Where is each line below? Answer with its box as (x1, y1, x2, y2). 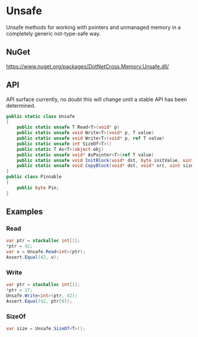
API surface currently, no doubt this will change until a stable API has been (6, 96, 187, 103)
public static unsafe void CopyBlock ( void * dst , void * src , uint (16, 163, 181, 169)
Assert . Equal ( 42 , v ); (6, 254, 60, 260)
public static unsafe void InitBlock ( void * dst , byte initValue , (16, 157, 181, 163)
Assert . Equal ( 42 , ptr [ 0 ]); (6, 298, 72, 304)
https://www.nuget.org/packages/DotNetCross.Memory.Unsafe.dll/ (6, 63, 169, 70)
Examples (6, 207, 43, 217)
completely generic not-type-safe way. (6, 30, 101, 37)
